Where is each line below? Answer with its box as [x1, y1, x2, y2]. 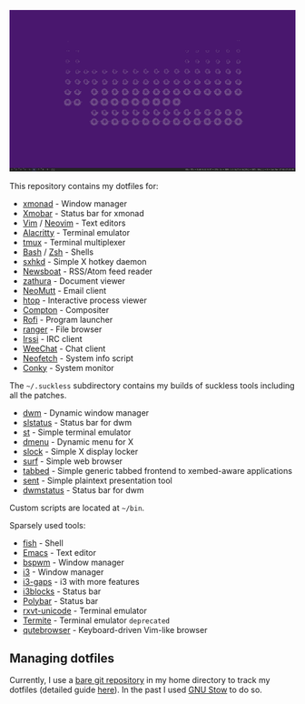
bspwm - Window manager [22, 557, 124, 568]
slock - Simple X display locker [22, 446, 139, 457]
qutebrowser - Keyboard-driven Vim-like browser [22, 624, 208, 635]
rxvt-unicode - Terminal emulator [22, 605, 147, 616]
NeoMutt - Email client [22, 285, 107, 296]
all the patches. [9, 389, 67, 400]
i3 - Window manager [22, 566, 104, 578]
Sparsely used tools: [9, 519, 86, 530]
